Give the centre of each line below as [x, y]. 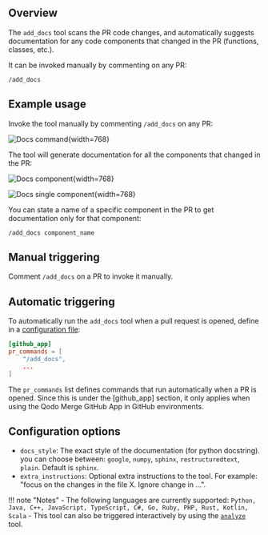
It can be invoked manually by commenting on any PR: [98, 65]
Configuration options [65, 432]
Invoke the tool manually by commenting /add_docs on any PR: [111, 123]
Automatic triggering [62, 302]
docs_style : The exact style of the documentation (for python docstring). [140, 451]
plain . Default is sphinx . [59, 468]
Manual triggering [54, 257]
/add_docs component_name [51, 233]
